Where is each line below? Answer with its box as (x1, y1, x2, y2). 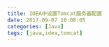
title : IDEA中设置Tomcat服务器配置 (7, 10, 103, 17)
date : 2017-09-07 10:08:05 (7, 17, 86, 23)
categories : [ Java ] (7, 23, 64, 30)
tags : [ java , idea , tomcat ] (7, 29, 82, 37)
